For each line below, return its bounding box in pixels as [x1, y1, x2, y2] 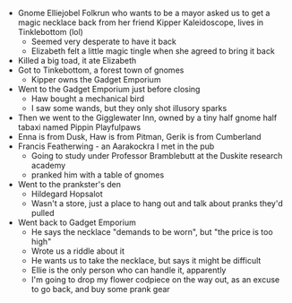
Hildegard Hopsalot [30, 188, 103, 199]
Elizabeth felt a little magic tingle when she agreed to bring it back [30, 46, 275, 56]
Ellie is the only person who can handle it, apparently [30, 264, 227, 275]
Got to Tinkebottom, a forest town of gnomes [17, 65, 185, 75]
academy [30, 160, 66, 170]
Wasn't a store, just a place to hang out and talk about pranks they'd [30, 198, 284, 209]
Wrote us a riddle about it [30, 246, 125, 256]
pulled [30, 208, 55, 218]
